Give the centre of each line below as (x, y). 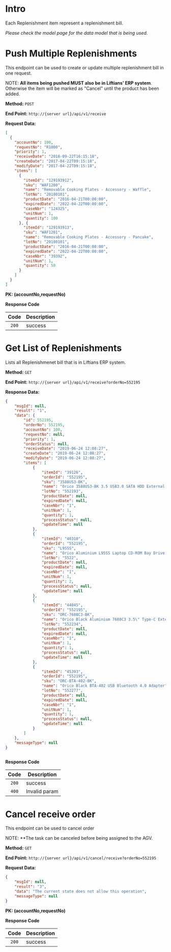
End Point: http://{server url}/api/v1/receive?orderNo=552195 (73, 382)
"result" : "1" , (31, 411)
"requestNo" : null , (44, 434)
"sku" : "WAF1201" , (43, 233)
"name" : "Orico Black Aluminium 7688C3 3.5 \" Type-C (99, 619)
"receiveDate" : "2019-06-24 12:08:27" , (66, 449)
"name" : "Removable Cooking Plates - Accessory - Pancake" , (89, 237)
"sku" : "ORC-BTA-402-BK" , (69, 681)
